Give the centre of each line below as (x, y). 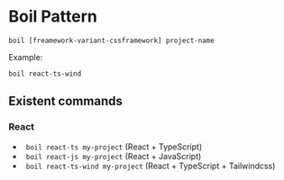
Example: (26, 57)
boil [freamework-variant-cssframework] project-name (112, 40)
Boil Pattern (53, 17)
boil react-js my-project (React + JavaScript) (114, 156)
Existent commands (65, 101)
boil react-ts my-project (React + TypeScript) (114, 147)
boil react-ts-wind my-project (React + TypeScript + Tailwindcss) (151, 166)
